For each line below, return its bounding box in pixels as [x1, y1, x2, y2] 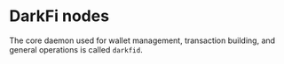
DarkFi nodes [9, 6, 109, 26]
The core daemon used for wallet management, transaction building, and [9, 35, 276, 46]
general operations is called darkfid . [9, 44, 144, 54]
